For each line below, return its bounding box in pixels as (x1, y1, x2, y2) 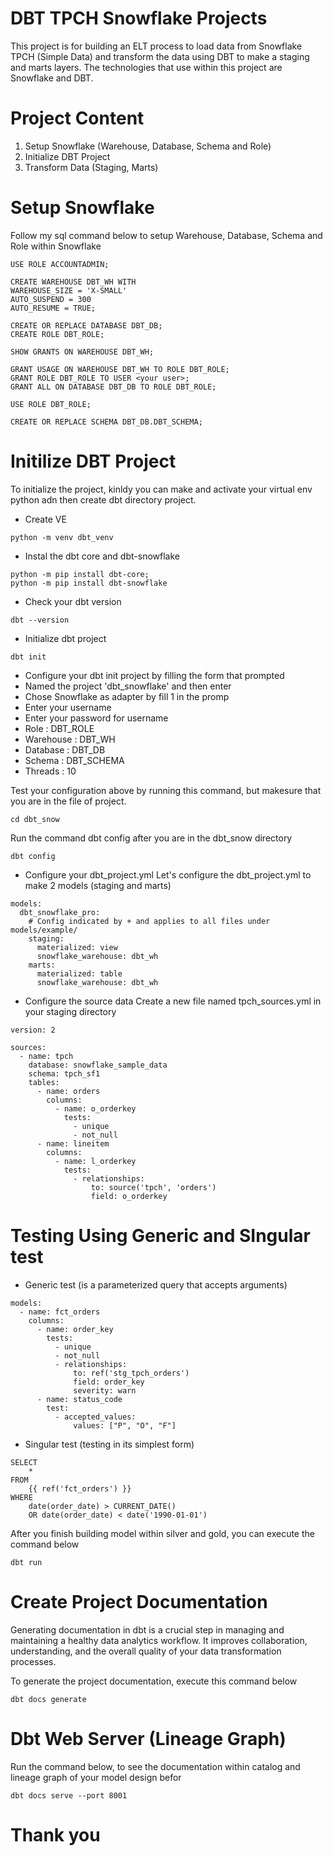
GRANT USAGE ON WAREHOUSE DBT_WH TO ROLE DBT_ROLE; (10, 364, 230, 374)
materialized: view (36, 942, 118, 952)
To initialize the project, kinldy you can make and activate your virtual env (10, 483, 313, 495)
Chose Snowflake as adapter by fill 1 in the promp (24, 690, 230, 702)
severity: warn (73, 1385, 137, 1396)
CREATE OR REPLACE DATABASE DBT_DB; (10, 320, 163, 331)
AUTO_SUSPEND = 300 (10, 294, 92, 304)
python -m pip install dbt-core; (10, 569, 150, 579)
